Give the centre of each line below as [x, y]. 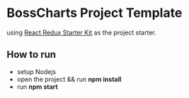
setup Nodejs [36, 71]
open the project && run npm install [69, 79]
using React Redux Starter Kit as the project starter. [81, 32]
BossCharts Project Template [94, 13]
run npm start [37, 87]
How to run [31, 55]
